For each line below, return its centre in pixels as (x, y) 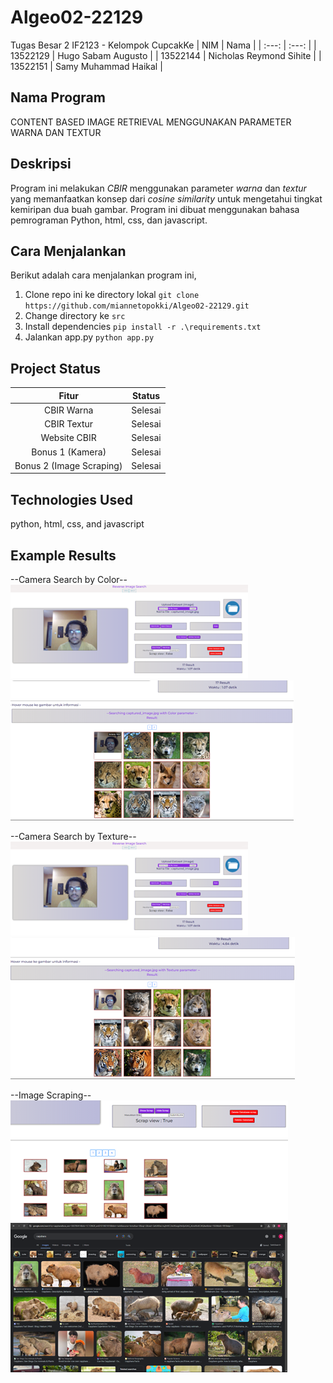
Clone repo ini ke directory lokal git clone (112, 295)
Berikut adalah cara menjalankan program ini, (103, 275)
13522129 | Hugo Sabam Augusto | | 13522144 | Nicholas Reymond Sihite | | (166, 55)
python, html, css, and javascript (77, 524)
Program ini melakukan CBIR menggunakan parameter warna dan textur (158, 188)
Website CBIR (68, 438)
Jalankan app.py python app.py (89, 337)
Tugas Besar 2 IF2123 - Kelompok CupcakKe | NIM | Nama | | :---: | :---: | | (163, 45)
